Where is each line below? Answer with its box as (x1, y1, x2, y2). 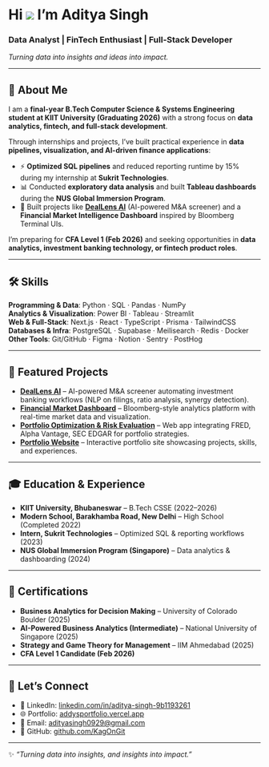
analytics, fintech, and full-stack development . (8, 122, 168, 131)
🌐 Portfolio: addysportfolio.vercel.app (19, 709, 145, 719)
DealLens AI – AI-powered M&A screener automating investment (19, 386, 234, 396)
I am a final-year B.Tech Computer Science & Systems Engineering (8, 104, 235, 114)
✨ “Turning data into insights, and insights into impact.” (8, 749, 192, 759)
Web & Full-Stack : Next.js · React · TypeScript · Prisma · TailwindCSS (8, 317, 236, 327)
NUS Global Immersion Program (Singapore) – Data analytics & (19, 545, 231, 555)
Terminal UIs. (19, 219, 64, 229)
